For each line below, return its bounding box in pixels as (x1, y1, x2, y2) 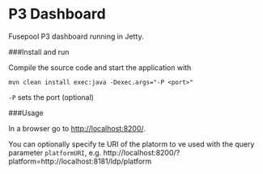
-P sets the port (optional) (8, 92, 95, 101)
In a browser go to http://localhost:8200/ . (8, 123, 146, 133)
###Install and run (8, 47, 70, 56)
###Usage (8, 108, 45, 118)
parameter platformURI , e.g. (8, 147, 102, 157)
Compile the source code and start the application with (8, 62, 192, 72)
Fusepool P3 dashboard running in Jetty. (8, 31, 144, 41)
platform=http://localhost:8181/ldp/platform (8, 156, 152, 166)
